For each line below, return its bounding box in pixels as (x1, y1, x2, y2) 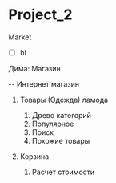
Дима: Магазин (8, 64, 62, 73)
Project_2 (8, 6, 73, 24)
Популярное (31, 119, 74, 128)
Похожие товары (31, 136, 90, 145)
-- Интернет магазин (8, 79, 80, 89)
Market (8, 32, 32, 42)
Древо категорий (31, 111, 92, 120)
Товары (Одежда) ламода (19, 95, 109, 104)
